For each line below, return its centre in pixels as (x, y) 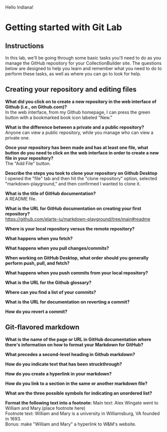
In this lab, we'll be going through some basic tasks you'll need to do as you (83, 58)
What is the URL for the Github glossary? (48, 282)
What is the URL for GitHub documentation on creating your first (73, 208)
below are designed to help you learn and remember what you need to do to (83, 68)
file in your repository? (29, 158)
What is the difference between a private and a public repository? (75, 127)
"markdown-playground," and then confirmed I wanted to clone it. (73, 183)
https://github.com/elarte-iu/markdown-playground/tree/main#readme (78, 219)
